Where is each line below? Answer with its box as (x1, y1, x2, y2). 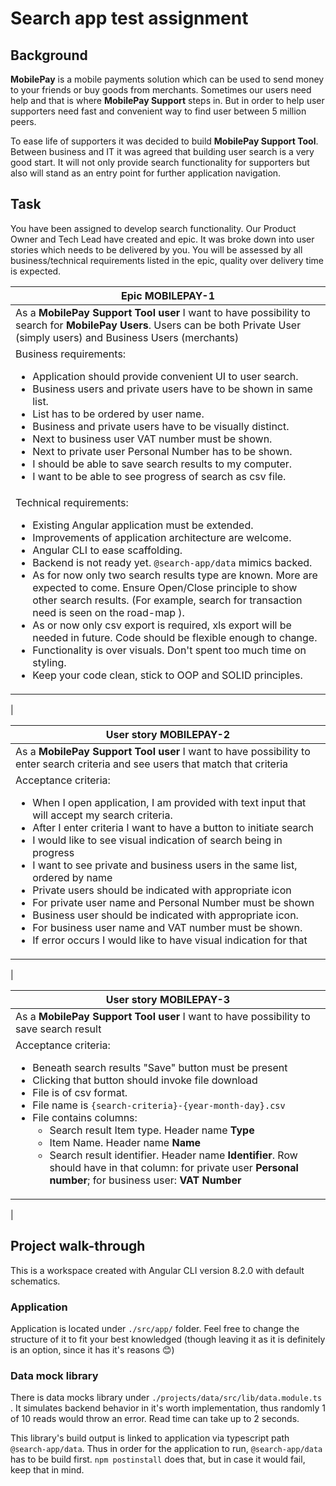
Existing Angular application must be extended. (32, 518, 254, 532)
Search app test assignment (10, 7, 249, 30)
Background (10, 47, 88, 64)
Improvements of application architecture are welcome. (32, 530, 292, 544)
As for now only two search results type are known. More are (32, 568, 318, 582)
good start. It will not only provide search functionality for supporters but (10, 157, 310, 168)
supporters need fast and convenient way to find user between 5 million (10, 105, 307, 117)
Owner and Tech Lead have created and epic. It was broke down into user (10, 233, 315, 245)
